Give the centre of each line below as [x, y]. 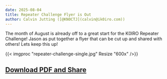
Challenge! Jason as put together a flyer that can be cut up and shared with [84, 39]
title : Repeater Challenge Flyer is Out [48, 15]
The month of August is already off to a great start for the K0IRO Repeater [82, 34]
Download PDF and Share [46, 70]
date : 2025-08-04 [23, 10]
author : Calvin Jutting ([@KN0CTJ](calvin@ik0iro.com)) [65, 19]
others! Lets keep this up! [32, 44]
